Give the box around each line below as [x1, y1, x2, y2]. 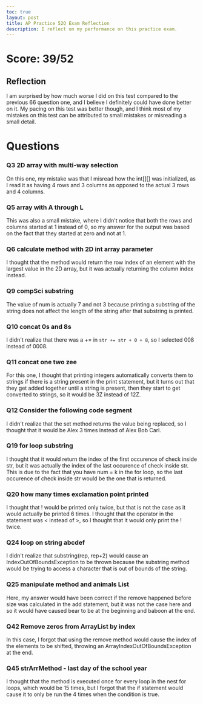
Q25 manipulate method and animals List [6, 580, 129, 588]
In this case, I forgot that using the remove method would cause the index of [6, 636, 197, 643]
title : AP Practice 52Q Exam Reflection [6, 20, 110, 26]
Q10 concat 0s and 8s [6, 322, 72, 331]
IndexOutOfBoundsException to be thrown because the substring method [6, 559, 190, 566]
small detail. [6, 118, 36, 125]
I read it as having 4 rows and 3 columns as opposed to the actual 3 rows [6, 181, 190, 188]
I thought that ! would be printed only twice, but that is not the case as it [6, 504, 186, 511]
